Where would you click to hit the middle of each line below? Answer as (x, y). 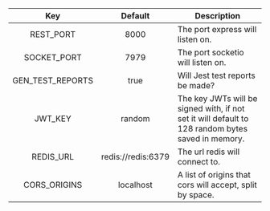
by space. (196, 195)
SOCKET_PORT (53, 57)
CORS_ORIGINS (53, 185)
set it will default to (213, 118)
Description (218, 16)
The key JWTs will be (217, 98)
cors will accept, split (217, 185)
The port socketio (211, 53)
